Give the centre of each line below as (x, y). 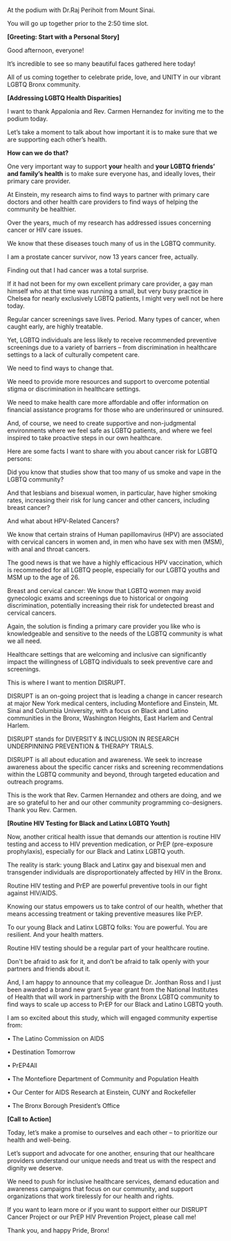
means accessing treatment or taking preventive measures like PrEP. (105, 914)
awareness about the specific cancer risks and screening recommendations (115, 767)
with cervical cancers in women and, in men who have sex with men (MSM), (115, 542)
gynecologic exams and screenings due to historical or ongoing (98, 598)
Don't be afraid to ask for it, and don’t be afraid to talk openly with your (108, 961)
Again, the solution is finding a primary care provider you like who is (104, 626)
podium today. (28, 118)
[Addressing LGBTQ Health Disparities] (64, 98)
